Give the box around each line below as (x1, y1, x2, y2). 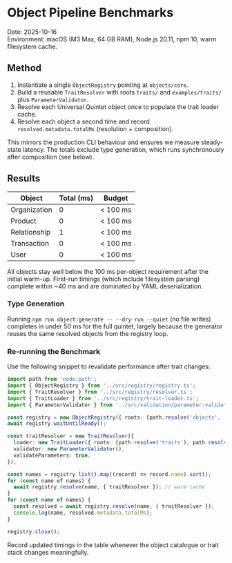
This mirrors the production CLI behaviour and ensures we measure (7, 138, 200, 146)
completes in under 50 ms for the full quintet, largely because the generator (7, 322, 223, 330)
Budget (103, 193, 128, 203)
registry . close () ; (7, 528, 60, 535)
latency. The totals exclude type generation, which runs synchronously (23, 145, 224, 153)
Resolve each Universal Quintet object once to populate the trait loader (17, 102, 220, 111)
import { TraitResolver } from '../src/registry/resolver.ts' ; (7, 388, 193, 395)
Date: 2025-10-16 (7, 28, 57, 36)
